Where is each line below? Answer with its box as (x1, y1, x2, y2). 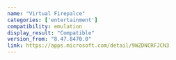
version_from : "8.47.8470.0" (7, 36, 92, 43)
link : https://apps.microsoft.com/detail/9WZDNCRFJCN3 (7, 42, 170, 49)
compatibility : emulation (7, 23, 82, 30)
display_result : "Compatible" (7, 29, 95, 37)
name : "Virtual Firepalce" (7, 10, 86, 17)
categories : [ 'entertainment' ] (7, 17, 98, 23)
